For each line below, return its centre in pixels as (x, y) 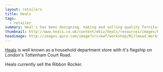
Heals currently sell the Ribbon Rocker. (44, 64)
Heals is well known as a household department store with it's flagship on (79, 50)
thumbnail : (16, 32)
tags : (10, 18)
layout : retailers (24, 9)
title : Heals (18, 14)
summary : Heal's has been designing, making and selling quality (72, 27)
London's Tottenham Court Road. (38, 55)
